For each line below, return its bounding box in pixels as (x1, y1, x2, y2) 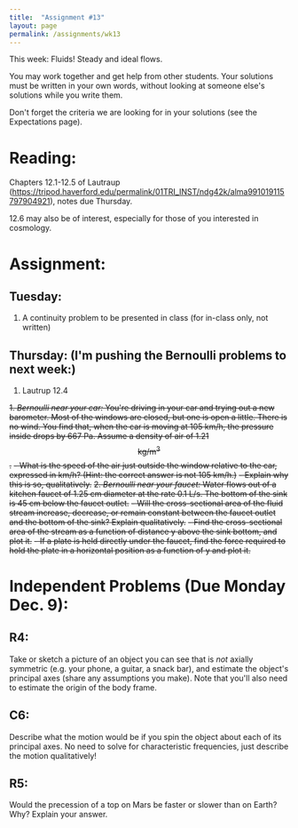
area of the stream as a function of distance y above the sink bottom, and (9, 526, 278, 537)
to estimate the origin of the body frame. (9, 681, 157, 693)
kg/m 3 (137, 445, 161, 457)
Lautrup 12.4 (21, 386, 68, 396)
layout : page (9, 21, 58, 30)
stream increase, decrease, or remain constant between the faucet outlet (9, 507, 277, 518)
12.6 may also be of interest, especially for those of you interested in (9, 213, 259, 224)
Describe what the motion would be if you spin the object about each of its (9, 731, 282, 742)
